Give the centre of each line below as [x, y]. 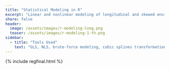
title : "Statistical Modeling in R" [44, 10]
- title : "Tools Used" [34, 42]
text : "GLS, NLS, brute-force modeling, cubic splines [73, 47]
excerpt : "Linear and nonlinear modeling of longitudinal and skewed [80, 14]
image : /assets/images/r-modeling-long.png [56, 28]
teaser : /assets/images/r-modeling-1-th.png [57, 33]
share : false [19, 19]
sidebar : [14, 38]
